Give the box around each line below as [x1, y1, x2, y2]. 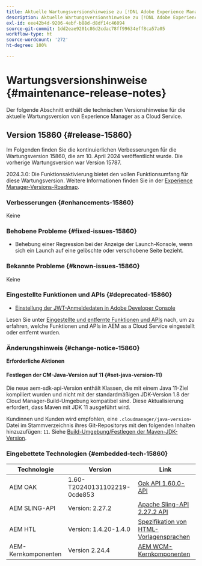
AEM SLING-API [9, 503, 56, 512]
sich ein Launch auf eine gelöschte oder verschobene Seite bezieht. [14, 247, 184, 254]
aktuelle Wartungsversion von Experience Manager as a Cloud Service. [6, 112, 183, 120]
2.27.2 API [138, 508, 168, 516]
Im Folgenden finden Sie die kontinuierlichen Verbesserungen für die [6, 146, 177, 153]
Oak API [138, 479, 161, 487]
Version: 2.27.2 [68, 503, 112, 512]
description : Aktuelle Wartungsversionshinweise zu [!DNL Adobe [6, 14, 171, 20]
